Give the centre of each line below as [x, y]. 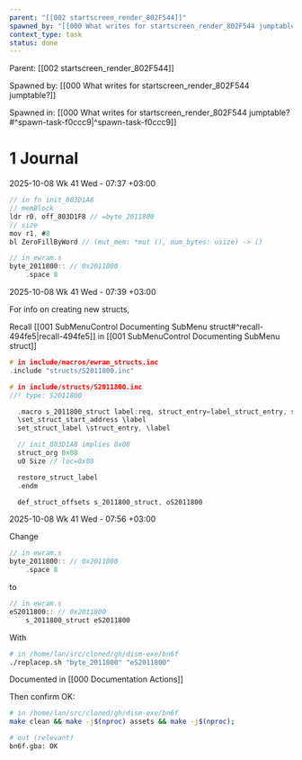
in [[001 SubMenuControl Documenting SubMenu [189, 336]
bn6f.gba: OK [34, 747]
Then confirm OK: [42, 697]
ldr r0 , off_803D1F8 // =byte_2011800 [82, 217]
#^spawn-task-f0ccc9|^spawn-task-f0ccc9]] [93, 122]
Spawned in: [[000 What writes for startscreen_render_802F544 [128, 112]
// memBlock [31, 209]
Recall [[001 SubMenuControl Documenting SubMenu [109, 327]
